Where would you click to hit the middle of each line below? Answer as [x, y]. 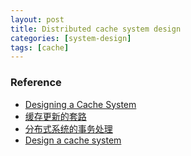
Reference [36, 83]
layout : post [37, 19]
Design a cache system [73, 140]
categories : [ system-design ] [71, 38]
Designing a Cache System [80, 104]
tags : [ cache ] [40, 47]
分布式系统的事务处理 [68, 128]
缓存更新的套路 [55, 116]
